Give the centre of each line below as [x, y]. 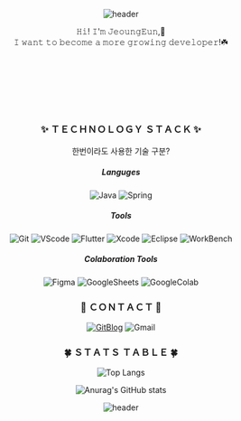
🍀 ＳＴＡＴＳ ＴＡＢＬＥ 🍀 [121, 352]
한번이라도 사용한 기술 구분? [121, 151]
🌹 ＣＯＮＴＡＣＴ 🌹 [121, 307]
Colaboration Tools [121, 259]
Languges [121, 173]
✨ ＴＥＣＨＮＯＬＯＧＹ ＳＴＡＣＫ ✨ [121, 129]
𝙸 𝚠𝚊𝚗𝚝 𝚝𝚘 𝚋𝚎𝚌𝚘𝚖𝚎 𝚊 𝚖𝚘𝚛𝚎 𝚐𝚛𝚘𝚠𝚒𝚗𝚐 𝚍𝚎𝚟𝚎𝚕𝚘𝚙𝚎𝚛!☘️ [121, 42]
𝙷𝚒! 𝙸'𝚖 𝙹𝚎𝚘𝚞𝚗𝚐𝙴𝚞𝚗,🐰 [121, 31]
